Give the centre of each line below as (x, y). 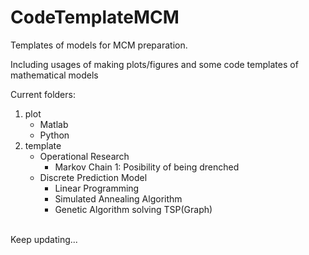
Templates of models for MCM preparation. (99, 45)
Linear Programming (97, 188)
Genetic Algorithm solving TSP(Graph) (133, 209)
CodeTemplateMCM (95, 17)
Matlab (54, 124)
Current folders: (43, 94)
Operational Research (84, 156)
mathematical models (54, 75)
